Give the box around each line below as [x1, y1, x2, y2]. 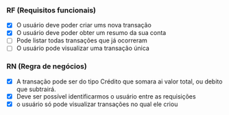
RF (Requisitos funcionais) [6, 5, 97, 15]
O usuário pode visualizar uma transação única [16, 44, 150, 53]
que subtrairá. [16, 85, 56, 93]
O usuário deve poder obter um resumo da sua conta [16, 29, 167, 37]
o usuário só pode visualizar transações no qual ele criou [16, 100, 178, 108]
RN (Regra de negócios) [6, 62, 87, 71]
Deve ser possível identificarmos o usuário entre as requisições [16, 92, 196, 101]
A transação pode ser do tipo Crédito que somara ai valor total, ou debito [16, 77, 223, 86]
